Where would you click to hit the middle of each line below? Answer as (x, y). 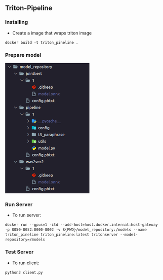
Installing (17, 22)
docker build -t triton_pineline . (42, 42)
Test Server (19, 252)
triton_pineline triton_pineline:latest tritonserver (62, 235)
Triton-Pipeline (29, 8)
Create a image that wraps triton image (52, 33)
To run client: (26, 263)
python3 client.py (24, 272)
